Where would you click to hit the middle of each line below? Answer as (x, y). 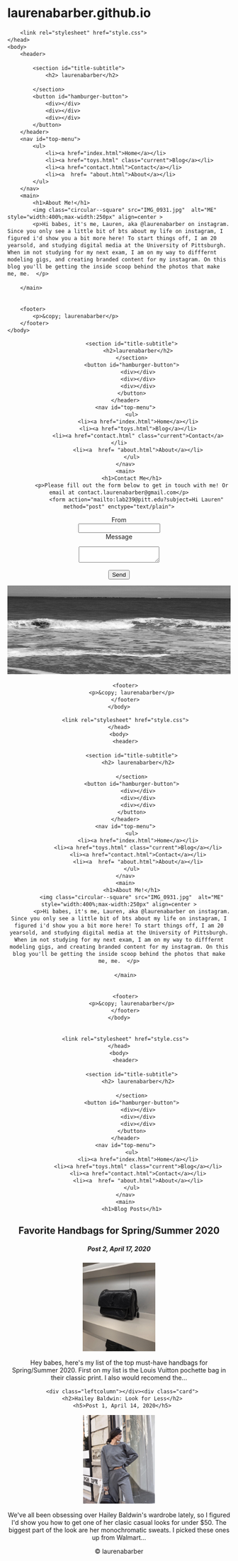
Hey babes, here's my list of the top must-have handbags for (119, 1363)
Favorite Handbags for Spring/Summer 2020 (119, 1231)
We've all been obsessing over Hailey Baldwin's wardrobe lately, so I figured (119, 1515)
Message (119, 536)
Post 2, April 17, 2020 (119, 1249)
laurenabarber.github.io (79, 13)
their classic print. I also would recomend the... (119, 1378)
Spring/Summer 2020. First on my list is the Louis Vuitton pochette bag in (119, 1370)
